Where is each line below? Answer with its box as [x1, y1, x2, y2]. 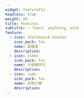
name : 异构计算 [14, 81, 42, 86]
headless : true [5, 12, 37, 17]
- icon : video [9, 53, 39, 58]
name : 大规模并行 [14, 62, 46, 67]
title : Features [5, 21, 39, 26]
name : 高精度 [14, 44, 39, 49]
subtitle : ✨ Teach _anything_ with [5, 26, 79, 31]
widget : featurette [5, 7, 45, 12]
